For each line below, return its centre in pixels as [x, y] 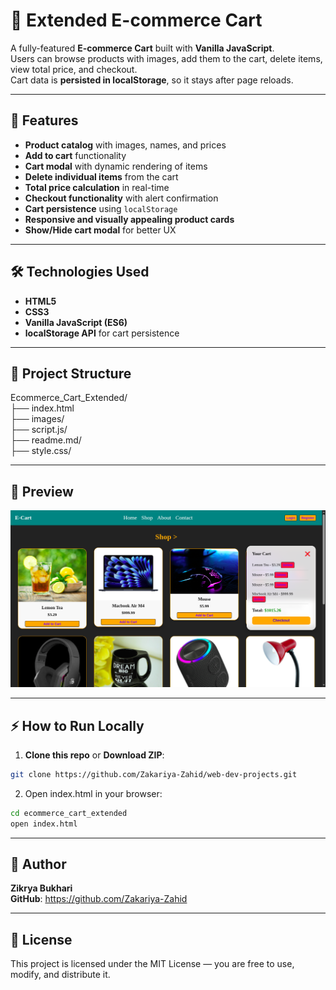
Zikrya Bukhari [41, 888]
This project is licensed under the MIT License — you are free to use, [152, 964]
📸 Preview [42, 491]
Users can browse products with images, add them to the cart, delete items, [166, 58]
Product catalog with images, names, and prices [125, 145]
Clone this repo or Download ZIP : [94, 755]
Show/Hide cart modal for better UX [100, 230]
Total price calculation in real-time [97, 187]
